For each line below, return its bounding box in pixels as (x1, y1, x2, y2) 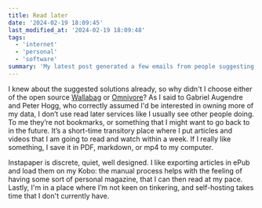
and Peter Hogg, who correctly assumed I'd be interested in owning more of (8, 100, 254, 110)
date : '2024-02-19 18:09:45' (8, 19, 104, 27)
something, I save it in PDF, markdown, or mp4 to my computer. (8, 142, 213, 151)
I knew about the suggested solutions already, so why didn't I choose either (8, 84, 253, 93)
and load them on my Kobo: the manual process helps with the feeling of (8, 166, 243, 175)
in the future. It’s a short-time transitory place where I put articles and (8, 126, 233, 135)
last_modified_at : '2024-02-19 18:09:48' (8, 26, 146, 34)
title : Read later (8, 11, 68, 20)
